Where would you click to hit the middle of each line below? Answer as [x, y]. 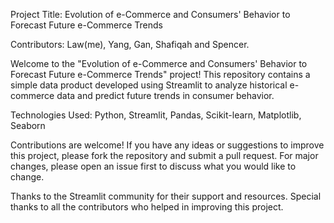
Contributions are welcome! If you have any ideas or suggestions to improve [167, 145]
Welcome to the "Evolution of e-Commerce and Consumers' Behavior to [159, 63]
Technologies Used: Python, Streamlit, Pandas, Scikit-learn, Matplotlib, [156, 115]
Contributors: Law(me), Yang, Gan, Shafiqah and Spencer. [130, 44]
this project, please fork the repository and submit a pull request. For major [164, 155]
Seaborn [28, 125]
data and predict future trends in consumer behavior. [165, 95]
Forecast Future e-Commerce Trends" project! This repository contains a [160, 74]
